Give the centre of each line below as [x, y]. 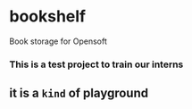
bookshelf [48, 17]
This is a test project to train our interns [96, 64]
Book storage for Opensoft [58, 41]
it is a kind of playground [79, 93]
